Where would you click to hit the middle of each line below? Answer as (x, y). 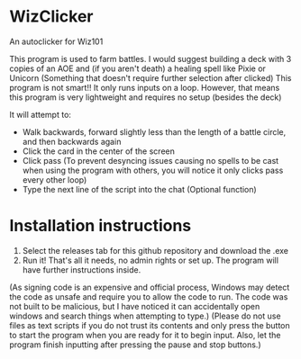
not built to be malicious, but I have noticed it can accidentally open (135, 306)
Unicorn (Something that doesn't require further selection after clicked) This (150, 77)
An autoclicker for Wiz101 (56, 41)
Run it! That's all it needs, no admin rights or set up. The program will (150, 260)
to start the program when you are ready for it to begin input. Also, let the (145, 335)
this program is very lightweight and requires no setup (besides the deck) (146, 97)
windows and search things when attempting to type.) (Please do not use (145, 316)
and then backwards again (72, 141)
